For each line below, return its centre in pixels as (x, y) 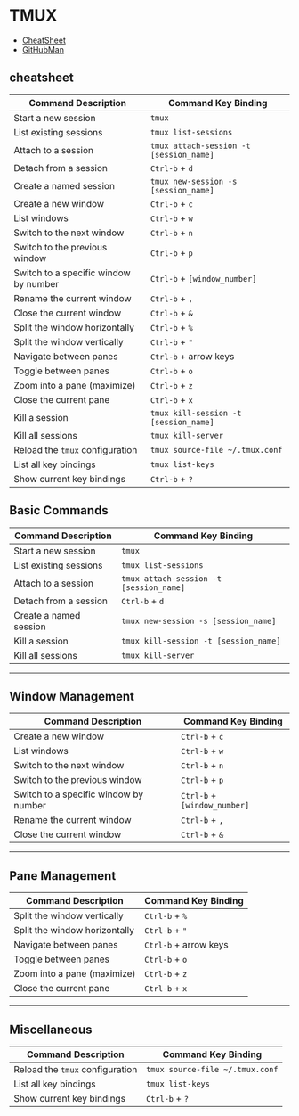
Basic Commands (59, 510)
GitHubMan (43, 49)
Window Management (72, 696)
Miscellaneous (51, 1029)
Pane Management (63, 876)
